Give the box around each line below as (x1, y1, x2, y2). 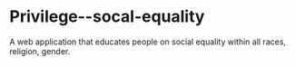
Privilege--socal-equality (9, 6, 205, 27)
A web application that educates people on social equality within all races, (9, 36, 287, 47)
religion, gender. (9, 45, 71, 56)
